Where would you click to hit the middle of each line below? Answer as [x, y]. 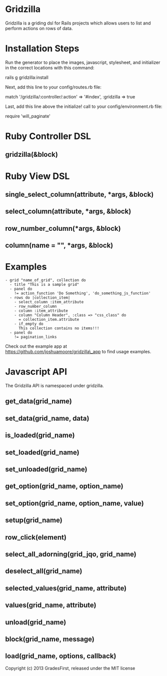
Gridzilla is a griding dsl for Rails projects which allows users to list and [78, 23]
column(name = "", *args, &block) [59, 246]
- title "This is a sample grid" [44, 285]
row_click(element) [36, 537]
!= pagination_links [35, 337]
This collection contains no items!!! [59, 328]
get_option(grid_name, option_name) [64, 486]
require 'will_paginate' [28, 116]
